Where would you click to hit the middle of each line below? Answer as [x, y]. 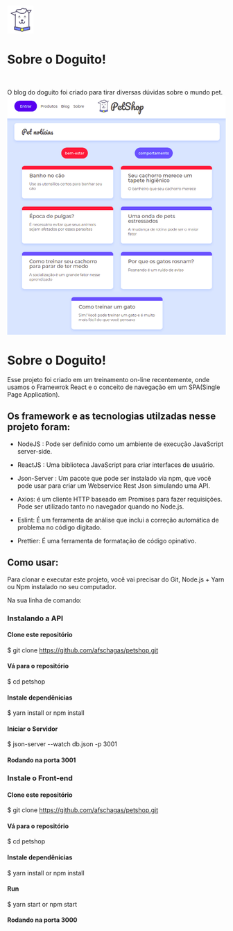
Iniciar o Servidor [33, 729]
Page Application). [34, 395]
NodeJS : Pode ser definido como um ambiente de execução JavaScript [120, 444]
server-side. [35, 451]
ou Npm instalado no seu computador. [62, 586]
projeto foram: [39, 427]
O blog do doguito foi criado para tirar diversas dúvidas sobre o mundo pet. [115, 92]
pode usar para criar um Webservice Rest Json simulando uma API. [113, 486]
